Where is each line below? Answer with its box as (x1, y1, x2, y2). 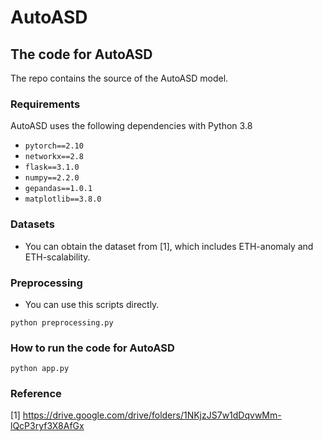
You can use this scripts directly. (24, 298, 160, 310)
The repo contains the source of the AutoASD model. (10, 72, 229, 84)
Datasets (10, 217, 55, 231)
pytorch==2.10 (24, 141, 84, 151)
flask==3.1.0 (24, 162, 80, 173)
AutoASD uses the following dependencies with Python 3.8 (10, 120, 253, 132)
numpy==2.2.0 (24, 173, 80, 183)
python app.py (10, 364, 70, 374)
